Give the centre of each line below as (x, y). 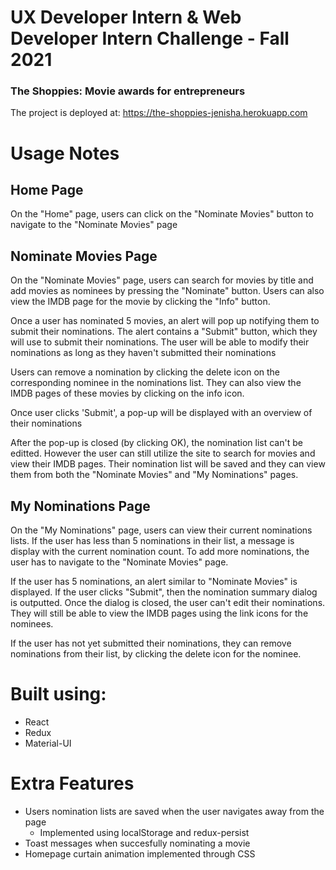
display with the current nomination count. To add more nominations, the (160, 552)
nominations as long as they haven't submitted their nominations (143, 353)
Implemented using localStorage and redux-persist (144, 832)
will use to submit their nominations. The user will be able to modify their (160, 342)
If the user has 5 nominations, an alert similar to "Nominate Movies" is (154, 582)
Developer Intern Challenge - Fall (150, 38)
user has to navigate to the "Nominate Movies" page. (119, 562)
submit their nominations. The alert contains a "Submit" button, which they (164, 332)
